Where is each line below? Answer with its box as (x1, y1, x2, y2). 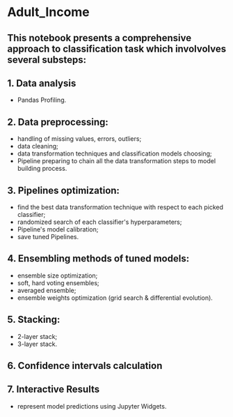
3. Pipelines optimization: (7, 184, 120, 196)
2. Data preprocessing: (7, 116, 109, 128)
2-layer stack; (17, 332, 58, 340)
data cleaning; (17, 142, 58, 151)
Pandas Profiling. (17, 96, 67, 105)
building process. (17, 165, 67, 173)
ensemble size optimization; (17, 271, 98, 280)
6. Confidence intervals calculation (7, 360, 163, 372)
